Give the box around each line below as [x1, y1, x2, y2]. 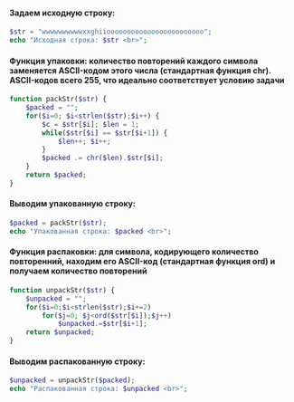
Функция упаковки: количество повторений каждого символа [9, 55, 259, 66]
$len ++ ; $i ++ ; [57, 137, 111, 146]
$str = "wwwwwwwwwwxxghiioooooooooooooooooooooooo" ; [9, 27, 213, 36]
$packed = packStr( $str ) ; [9, 218, 107, 227]
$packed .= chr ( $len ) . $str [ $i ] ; [42, 154, 165, 163]
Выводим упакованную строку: [9, 198, 136, 209]
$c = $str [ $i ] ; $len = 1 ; [42, 120, 140, 129]
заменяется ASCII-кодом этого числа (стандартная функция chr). [9, 64, 271, 76]
